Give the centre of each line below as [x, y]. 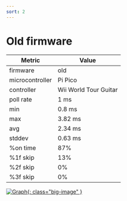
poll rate [21, 99]
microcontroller [31, 80]
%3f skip [22, 177]
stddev [19, 138]
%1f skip [22, 157]
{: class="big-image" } [55, 191]
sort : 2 [16, 12]
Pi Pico [67, 80]
